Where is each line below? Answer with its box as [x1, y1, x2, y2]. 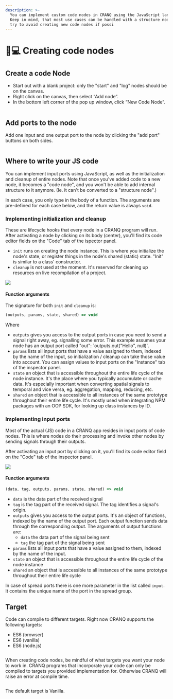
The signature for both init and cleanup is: [5, 302, 96, 309]
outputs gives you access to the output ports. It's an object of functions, [12, 512, 166, 518]
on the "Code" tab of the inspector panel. [5, 454, 93, 460]
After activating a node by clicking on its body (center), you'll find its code [5, 232, 162, 239]
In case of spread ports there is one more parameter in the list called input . [5, 582, 165, 588]
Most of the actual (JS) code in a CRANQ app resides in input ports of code [5, 427, 165, 434]
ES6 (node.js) [12, 642, 42, 649]
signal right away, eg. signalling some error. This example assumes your [12, 337, 166, 344]
